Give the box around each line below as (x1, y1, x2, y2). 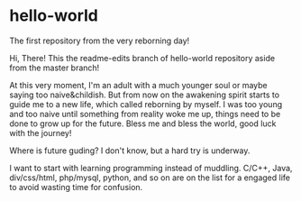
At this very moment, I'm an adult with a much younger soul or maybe (9, 79, 268, 90)
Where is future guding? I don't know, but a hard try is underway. (9, 145, 251, 156)
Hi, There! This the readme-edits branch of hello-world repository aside (9, 52, 276, 63)
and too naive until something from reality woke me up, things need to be (9, 108, 281, 119)
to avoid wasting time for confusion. (9, 181, 143, 192)
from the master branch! (9, 62, 100, 73)
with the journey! (9, 127, 72, 138)
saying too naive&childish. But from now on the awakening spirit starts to (9, 89, 280, 100)
